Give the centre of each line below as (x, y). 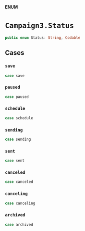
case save (15, 75)
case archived (19, 224)
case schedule (19, 118)
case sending (18, 140)
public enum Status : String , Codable (43, 38)
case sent (15, 161)
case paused (17, 97)
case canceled (19, 182)
